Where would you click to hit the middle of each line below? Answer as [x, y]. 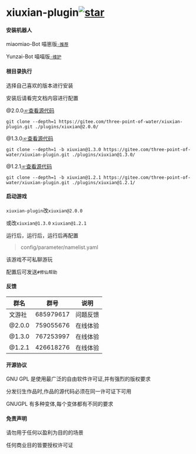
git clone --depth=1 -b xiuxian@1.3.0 [54, 149]
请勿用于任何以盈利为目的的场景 [45, 433]
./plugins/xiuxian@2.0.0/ [67, 126]
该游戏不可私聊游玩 [29, 259]
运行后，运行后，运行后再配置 [42, 235]
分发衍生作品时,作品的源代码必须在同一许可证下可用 [69, 392]
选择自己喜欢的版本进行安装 [40, 85]
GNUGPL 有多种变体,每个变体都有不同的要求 [60, 404]
